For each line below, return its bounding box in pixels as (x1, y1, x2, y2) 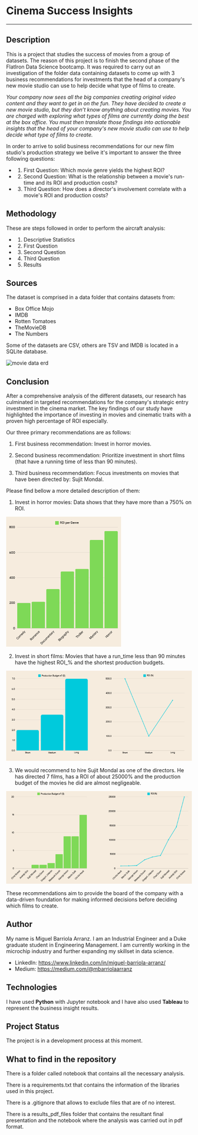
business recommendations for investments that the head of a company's (6, 76, 185, 83)
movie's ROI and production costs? (23, 191, 108, 199)
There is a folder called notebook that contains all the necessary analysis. (6, 1070, 185, 1077)
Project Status (6, 1021, 60, 1032)
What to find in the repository (6, 1054, 117, 1064)
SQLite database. (6, 348, 48, 355)
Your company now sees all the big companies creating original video (6, 93, 176, 100)
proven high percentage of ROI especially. (6, 418, 108, 425)
